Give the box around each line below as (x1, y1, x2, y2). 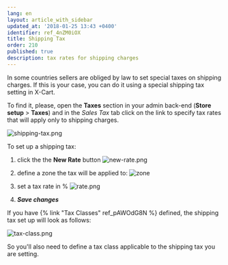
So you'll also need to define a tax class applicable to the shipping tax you (7, 242, 216, 251)
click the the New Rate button (16, 155, 101, 164)
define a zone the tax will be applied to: (16, 168, 128, 177)
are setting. (7, 249, 39, 257)
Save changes (16, 195, 59, 203)
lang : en (7, 10, 32, 17)
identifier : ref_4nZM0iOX (7, 29, 81, 36)
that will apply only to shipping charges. (7, 116, 119, 124)
